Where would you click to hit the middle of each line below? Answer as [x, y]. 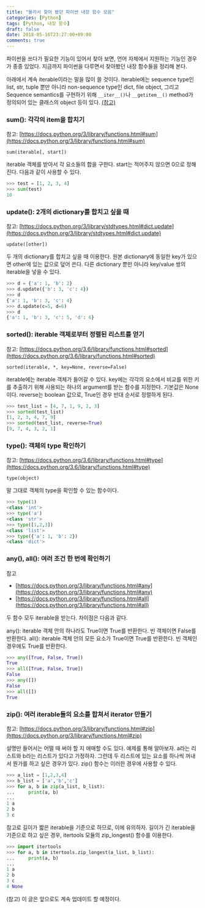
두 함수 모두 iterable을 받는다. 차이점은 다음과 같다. [67, 617]
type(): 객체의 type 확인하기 [46, 446]
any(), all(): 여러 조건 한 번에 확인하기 [58, 559]
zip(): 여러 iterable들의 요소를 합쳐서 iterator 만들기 [79, 714]
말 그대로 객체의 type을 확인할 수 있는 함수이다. [62, 490]
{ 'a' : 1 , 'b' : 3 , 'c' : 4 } [39, 301]
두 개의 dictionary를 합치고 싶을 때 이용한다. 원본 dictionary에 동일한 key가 [96, 257]
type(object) [23, 478]
